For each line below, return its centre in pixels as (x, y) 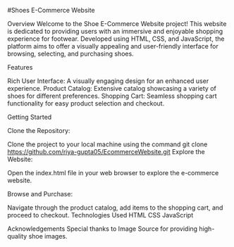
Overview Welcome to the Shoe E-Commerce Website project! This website (117, 24)
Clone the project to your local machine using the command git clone (107, 144)
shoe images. (48, 236)
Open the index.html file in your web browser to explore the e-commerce (113, 173)
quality (17, 236)
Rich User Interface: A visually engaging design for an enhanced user (108, 81)
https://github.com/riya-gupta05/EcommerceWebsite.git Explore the (106, 152)
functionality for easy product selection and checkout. (86, 103)
